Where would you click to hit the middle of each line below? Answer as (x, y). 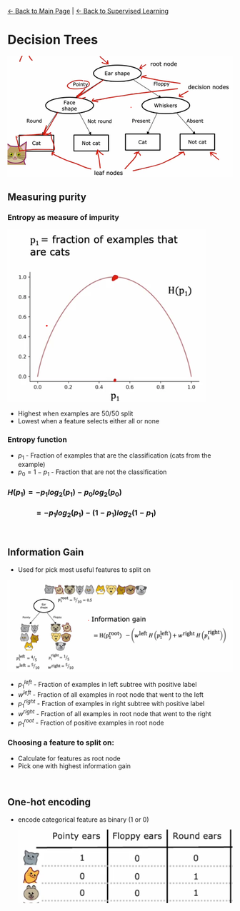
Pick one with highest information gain (74, 766)
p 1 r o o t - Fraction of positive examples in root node (91, 723)
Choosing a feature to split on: (61, 743)
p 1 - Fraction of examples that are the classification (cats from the (114, 456)
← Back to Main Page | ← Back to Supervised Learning (88, 11)
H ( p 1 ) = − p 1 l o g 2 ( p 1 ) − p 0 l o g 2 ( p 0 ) (65, 493)
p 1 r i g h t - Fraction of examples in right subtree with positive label (111, 704)
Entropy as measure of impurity (63, 217)
